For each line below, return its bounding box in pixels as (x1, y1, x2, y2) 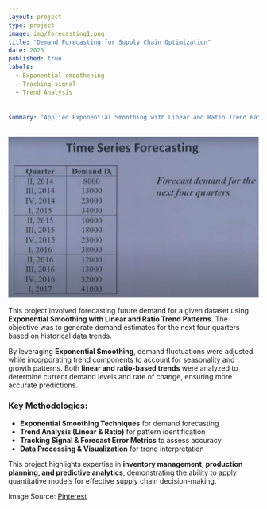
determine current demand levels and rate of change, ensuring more (8, 372, 233, 382)
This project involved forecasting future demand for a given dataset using (8, 306, 249, 316)
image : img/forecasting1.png (8, 29, 105, 37)
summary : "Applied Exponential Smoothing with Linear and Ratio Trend (8, 114, 247, 122)
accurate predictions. (8, 380, 78, 390)
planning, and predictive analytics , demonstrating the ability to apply (8, 468, 237, 477)
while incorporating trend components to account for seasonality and (8, 355, 235, 365)
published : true (8, 55, 62, 63)
